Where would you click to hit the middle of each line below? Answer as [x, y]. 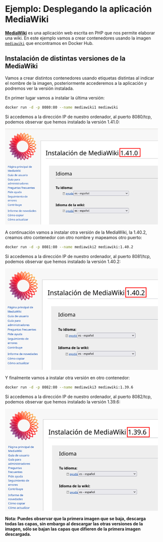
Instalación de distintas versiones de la [65, 59]
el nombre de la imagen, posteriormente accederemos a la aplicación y [76, 83]
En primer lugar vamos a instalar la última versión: [55, 98]
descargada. [18, 534]
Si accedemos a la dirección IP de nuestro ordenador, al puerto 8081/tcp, [78, 257]
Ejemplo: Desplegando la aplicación [78, 9]
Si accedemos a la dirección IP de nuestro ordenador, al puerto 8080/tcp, [78, 117]
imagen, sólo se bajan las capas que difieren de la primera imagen [73, 529]
